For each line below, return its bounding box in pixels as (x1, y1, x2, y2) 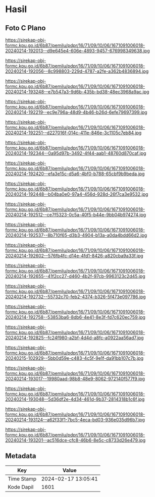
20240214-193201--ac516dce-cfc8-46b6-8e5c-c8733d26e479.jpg (5, 437, 146, 443)
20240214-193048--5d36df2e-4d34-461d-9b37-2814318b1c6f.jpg (5, 396, 145, 402)
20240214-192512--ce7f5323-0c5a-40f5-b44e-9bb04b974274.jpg (5, 212, 146, 217)
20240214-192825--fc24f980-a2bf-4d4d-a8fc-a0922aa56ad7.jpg (5, 335, 144, 341)
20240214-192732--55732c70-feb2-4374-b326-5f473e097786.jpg (5, 294, 146, 300)
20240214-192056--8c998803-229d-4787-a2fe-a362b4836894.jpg (5, 68, 149, 74)
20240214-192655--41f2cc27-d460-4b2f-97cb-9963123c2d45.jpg (5, 273, 145, 279)
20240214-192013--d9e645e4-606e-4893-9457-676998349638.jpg (5, 48, 150, 53)
